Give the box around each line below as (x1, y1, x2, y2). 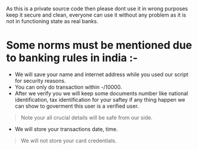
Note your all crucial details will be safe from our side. (20, 114, 153, 121)
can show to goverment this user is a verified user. (14, 102, 139, 110)
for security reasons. (14, 77, 67, 84)
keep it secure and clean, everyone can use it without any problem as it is (6, 11, 186, 18)
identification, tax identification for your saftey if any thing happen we (14, 96, 186, 103)
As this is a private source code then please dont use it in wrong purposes (6, 5, 188, 12)
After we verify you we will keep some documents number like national (14, 89, 188, 97)
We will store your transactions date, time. (14, 125, 118, 133)
